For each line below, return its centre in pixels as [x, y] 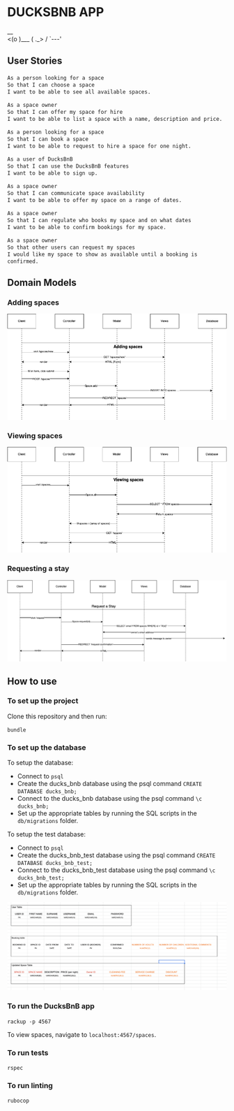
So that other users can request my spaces [71, 247]
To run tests [28, 1052]
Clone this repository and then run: [57, 716]
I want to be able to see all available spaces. [79, 92]
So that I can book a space [48, 139]
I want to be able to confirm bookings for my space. [87, 227]
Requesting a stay [38, 569]
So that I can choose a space [51, 85]
